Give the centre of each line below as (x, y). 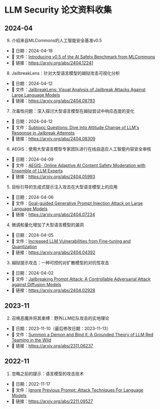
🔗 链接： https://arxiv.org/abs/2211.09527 (52, 401)
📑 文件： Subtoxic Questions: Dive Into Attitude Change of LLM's (75, 127)
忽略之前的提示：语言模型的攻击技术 (48, 374)
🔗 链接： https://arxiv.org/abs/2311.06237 (52, 345)
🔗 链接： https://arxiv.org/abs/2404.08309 (53, 139)
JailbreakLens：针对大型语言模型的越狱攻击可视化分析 (66, 73)
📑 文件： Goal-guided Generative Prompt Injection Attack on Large (77, 203)
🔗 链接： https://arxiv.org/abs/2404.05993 (53, 177)
